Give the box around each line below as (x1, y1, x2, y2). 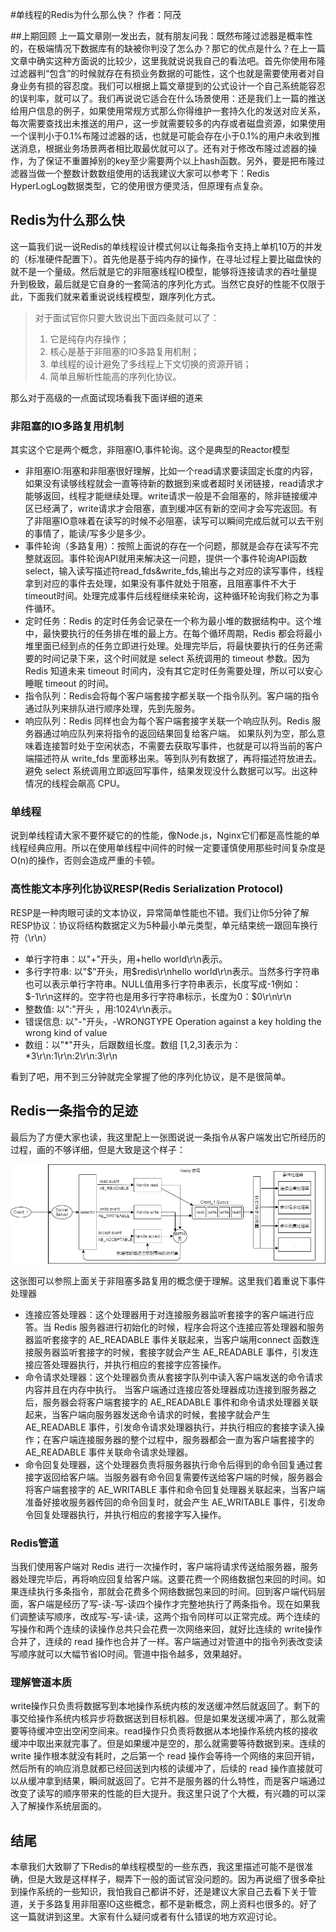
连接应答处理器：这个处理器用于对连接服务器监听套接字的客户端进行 (24, 1308, 306, 1320)
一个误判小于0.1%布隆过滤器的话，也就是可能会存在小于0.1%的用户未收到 (10, 130, 312, 142)
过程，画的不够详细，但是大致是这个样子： (10, 1143, 186, 1155)
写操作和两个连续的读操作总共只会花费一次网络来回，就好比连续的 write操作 (10, 1623, 323, 1635)
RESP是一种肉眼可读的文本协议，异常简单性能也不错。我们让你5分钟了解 (10, 906, 310, 918)
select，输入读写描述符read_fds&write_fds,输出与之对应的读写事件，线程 (24, 565, 324, 577)
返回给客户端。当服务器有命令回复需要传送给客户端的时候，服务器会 (42, 1471, 323, 1483)
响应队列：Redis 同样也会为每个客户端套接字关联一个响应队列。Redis (24, 715, 310, 727)
